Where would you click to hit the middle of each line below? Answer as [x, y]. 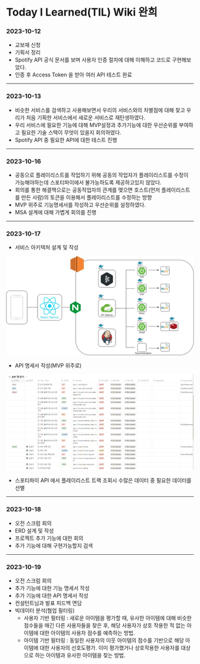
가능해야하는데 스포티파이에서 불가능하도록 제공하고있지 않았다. [88, 183]
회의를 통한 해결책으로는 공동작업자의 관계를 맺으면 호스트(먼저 [87, 190]
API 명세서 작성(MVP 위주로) [48, 366]
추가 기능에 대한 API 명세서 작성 [51, 595]
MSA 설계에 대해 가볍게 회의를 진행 [56, 212]
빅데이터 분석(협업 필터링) [45, 610]
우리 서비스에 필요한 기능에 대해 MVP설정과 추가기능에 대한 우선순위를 [96, 125]
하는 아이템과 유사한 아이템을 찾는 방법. [80, 655]
